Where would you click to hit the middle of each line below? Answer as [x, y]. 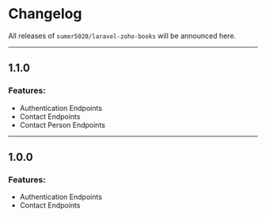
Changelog [45, 14]
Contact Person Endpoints [62, 124]
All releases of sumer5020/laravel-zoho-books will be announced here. [122, 36]
